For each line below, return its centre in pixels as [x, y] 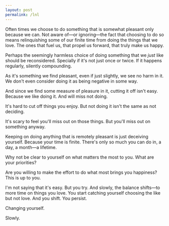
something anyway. [25, 127]
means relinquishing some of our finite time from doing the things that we [81, 40]
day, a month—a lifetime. [31, 147]
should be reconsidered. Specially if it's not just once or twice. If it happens [84, 60]
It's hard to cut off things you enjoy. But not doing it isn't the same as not [81, 106]
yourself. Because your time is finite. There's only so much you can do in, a [83, 142]
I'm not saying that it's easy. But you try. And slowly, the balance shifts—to [83, 187]
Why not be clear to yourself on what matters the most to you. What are [80, 157]
